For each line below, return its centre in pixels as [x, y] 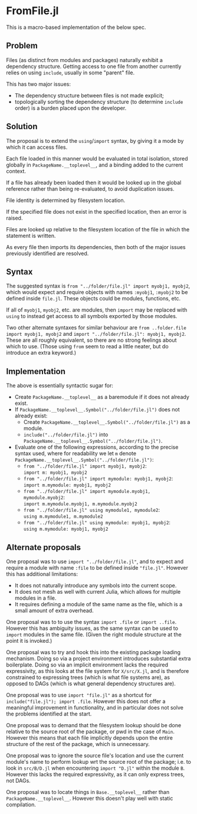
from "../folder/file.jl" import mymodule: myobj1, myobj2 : [98, 479]
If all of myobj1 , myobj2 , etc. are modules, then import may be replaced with [97, 310]
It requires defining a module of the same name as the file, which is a [98, 604]
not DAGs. [18, 781]
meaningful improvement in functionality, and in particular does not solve [95, 707]
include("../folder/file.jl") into [66, 434]
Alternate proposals [44, 547]
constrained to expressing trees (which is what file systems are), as [88, 677]
